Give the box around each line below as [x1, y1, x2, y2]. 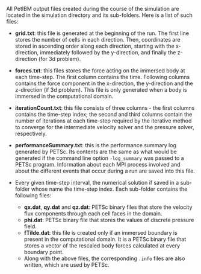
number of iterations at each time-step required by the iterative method [14, 117, 192, 124]
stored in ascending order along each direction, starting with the [14, 42, 175, 49]
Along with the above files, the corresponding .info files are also [23, 255, 185, 262]
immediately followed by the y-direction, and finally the [40, 49, 176, 56]
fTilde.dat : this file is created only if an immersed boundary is [23, 229, 178, 236]
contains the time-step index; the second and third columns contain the [14, 111, 193, 118]
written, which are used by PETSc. [23, 261, 110, 268]
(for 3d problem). [38, 56, 81, 62]
